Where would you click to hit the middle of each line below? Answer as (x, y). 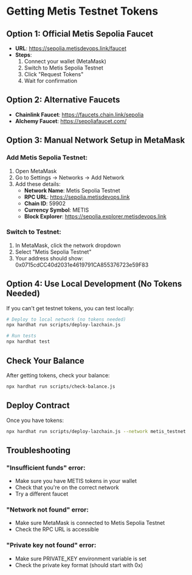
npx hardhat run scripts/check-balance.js (61, 386)
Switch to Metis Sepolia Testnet (63, 68)
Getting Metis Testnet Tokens (82, 11)
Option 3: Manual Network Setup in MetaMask (96, 141)
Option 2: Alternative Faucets (63, 100)
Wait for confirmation (51, 81)
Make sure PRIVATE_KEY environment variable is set (81, 559)
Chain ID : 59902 (45, 203)
